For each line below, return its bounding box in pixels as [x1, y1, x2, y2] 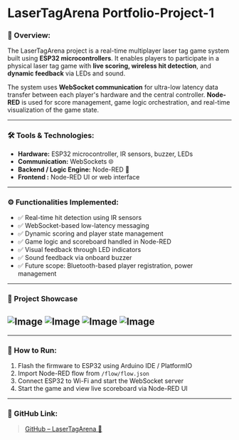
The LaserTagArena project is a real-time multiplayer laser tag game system [7, 46, 230, 55]
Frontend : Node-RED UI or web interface [17, 172, 140, 181]
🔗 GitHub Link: [7, 409, 58, 419]
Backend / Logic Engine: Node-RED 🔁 [17, 165, 130, 174]
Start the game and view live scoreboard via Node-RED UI [17, 384, 188, 393]
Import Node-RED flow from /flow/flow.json [17, 369, 149, 378]
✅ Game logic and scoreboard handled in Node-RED [17, 237, 172, 246]
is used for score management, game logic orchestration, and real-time [21, 98, 230, 107]
